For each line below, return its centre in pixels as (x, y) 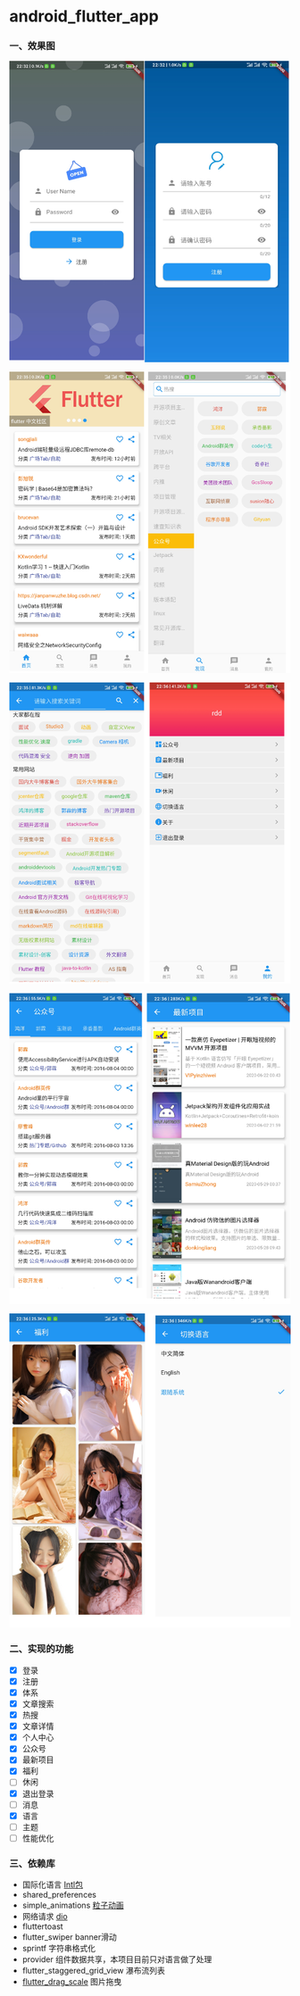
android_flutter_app (84, 17)
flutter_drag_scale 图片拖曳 (72, 1982)
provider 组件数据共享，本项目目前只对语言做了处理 (117, 1959)
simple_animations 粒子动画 (73, 1905)
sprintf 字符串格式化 (59, 1949)
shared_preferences (59, 1895)
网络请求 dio (45, 1917)
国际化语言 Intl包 (52, 1884)
